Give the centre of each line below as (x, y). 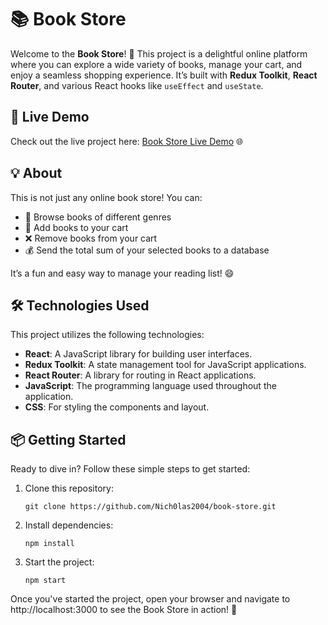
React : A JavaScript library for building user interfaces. (138, 354)
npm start (45, 581)
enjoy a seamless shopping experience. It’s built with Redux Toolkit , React (164, 75)
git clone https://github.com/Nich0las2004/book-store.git (150, 507)
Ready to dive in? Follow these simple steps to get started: (130, 469)
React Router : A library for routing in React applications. (140, 375)
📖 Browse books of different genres (98, 217)
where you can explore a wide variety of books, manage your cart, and (156, 64)
